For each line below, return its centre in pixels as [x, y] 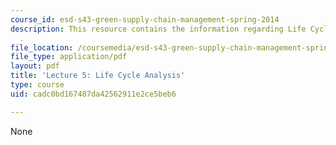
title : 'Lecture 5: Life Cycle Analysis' [98, 76]
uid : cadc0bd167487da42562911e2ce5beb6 [93, 94]
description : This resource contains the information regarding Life [158, 29]
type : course [37, 85]
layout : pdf [35, 66]
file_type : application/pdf [69, 57]
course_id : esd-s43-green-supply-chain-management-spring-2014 [145, 19]
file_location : [42, 47]
